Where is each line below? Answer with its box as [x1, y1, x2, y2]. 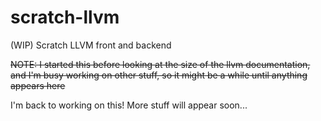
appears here [10, 79, 66, 91]
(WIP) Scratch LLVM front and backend [10, 39, 172, 51]
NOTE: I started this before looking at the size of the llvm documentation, [10, 58, 311, 70]
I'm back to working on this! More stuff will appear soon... [10, 99, 248, 111]
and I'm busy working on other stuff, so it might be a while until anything [10, 69, 308, 81]
